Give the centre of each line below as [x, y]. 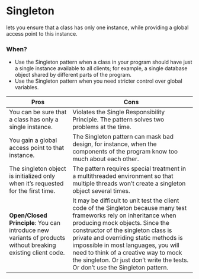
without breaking [33, 245]
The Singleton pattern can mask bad [123, 137]
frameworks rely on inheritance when [124, 215]
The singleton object [38, 169]
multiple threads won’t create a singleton [129, 184]
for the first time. [32, 191]
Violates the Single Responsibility [119, 112]
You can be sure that [38, 112]
